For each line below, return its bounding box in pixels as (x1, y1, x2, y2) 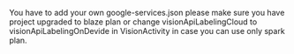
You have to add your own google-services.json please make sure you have (9, 8, 285, 17)
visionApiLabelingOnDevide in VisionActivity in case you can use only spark (9, 26, 285, 36)
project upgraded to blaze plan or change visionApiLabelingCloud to (9, 17, 258, 27)
